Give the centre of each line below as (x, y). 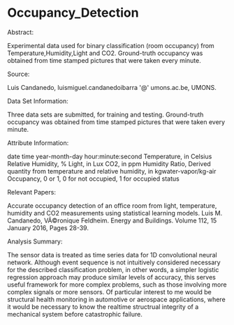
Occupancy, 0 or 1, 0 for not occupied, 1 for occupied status (93, 179)
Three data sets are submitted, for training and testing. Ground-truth (105, 114)
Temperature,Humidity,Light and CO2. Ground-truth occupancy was (105, 53)
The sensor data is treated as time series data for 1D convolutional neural (112, 255)
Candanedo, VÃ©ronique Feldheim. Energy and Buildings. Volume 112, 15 (112, 220)
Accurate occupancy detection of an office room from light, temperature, (112, 205)
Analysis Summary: (35, 241)
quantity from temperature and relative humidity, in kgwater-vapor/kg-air (112, 171)
